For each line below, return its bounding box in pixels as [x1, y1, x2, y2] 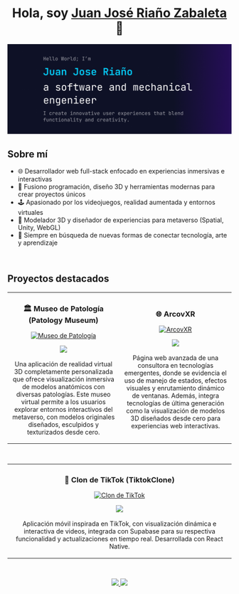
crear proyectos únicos [17, 190, 86, 198]
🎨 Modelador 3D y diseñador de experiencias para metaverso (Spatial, [17, 216, 224, 225]
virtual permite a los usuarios [21, 397, 106, 406]
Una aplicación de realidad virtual [14, 359, 112, 368]
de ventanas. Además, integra [132, 391, 219, 400]
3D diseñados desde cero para [130, 414, 221, 423]
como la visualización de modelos [126, 407, 225, 415]
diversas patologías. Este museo [16, 390, 111, 398]
